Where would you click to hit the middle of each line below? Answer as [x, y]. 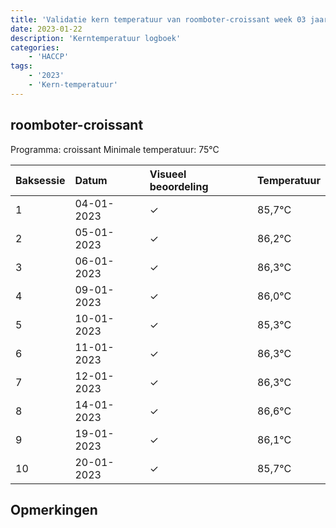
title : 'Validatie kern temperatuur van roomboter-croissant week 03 [158, 19]
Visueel [168, 174]
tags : [21, 66]
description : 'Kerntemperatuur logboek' [96, 38]
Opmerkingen [54, 509]
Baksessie [40, 180]
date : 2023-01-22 [46, 29]
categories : [35, 47]
